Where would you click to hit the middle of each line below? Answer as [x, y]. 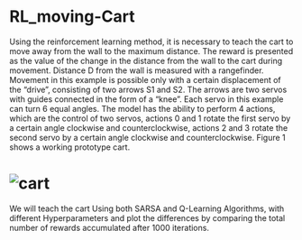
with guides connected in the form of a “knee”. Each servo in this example [146, 99]
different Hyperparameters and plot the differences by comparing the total [147, 217]
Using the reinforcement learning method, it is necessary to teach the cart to [151, 42]
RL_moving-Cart [72, 17]
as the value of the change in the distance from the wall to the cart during [146, 60]
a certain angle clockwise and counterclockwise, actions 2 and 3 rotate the [149, 127]
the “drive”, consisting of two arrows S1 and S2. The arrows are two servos [148, 89]
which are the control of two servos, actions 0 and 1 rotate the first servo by [150, 118]
